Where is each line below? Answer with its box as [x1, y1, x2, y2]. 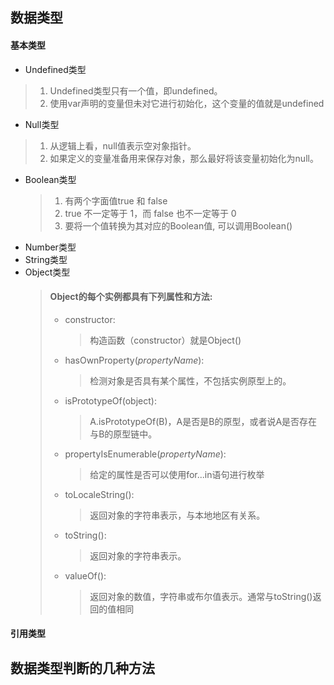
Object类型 [24, 266, 71, 278]
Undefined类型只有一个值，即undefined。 [49, 84, 223, 97]
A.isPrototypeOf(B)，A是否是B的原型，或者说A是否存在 [89, 415, 318, 427]
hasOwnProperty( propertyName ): [64, 354, 205, 366]
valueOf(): [64, 569, 107, 582]
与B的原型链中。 [89, 428, 158, 440]
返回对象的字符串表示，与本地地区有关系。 [89, 509, 266, 521]
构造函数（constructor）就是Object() [89, 334, 242, 346]
